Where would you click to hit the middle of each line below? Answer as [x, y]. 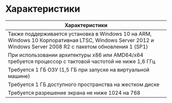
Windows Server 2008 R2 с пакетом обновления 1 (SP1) [78, 47]
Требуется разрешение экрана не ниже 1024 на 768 [74, 93]
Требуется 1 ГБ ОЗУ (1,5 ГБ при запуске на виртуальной [79, 70]
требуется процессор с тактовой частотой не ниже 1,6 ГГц [82, 61]
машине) [19, 76]
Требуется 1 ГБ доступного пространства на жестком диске [84, 84]
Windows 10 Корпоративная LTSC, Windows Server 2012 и [81, 40]
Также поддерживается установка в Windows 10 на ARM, [80, 34]
